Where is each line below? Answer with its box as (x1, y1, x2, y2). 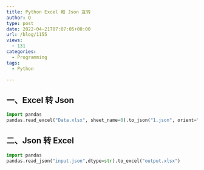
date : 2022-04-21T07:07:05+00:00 (6, 26, 91, 32)
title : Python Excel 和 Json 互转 (6, 9, 91, 15)
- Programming (12, 54, 47, 60)
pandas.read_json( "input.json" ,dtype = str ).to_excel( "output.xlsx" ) (6, 158, 181, 164)
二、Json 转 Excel (6, 135, 75, 146)
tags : (6, 60, 20, 66)
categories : (6, 49, 36, 55)
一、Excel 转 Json (6, 95, 75, 105)
